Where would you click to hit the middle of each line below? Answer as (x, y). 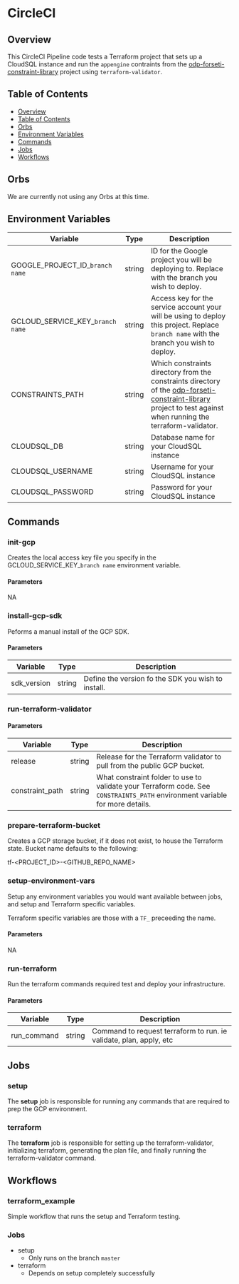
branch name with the (185, 334)
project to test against (187, 408)
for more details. (123, 804)
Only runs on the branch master (74, 1258)
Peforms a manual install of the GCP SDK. (68, 631)
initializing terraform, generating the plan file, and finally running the (107, 1151)
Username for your (182, 467)
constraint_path (37, 790)
